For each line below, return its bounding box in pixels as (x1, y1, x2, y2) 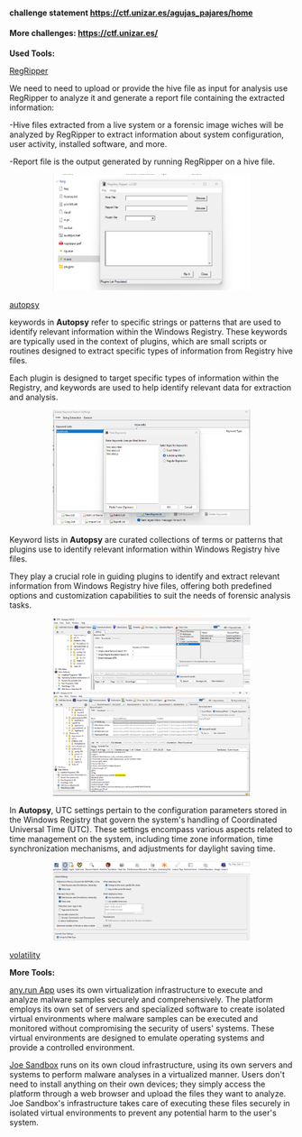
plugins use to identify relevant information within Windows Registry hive (9, 544, 280, 555)
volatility (9, 949, 41, 960)
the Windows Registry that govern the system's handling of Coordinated (9, 814, 278, 825)
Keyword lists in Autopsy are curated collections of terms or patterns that (9, 534, 283, 545)
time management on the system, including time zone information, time (9, 834, 273, 845)
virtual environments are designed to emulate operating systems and (9, 1032, 265, 1043)
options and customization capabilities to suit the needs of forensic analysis (9, 590, 291, 601)
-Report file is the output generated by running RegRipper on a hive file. (9, 156, 275, 167)
